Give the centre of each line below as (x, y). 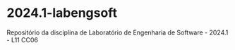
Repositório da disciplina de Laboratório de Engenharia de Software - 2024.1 (117, 32)
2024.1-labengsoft (62, 13)
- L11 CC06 (22, 39)
